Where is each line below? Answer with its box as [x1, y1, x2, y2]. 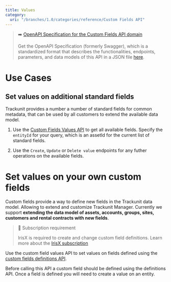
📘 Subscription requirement [17, 225, 76, 231]
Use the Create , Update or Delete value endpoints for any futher [12, 147, 147, 154]
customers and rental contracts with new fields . [5, 215, 109, 221]
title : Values [5, 7, 36, 13]
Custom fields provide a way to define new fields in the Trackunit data [5, 199, 153, 205]
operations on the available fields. [12, 153, 84, 159]
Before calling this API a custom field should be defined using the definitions [5, 266, 166, 272]
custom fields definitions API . [5, 255, 67, 262]
